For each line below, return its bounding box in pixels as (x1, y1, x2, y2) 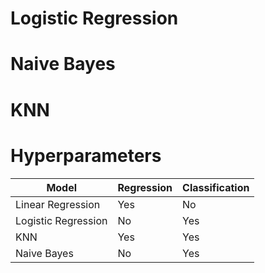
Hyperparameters (10, 144, 162, 167)
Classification (182, 180, 250, 194)
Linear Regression (15, 197, 101, 211)
